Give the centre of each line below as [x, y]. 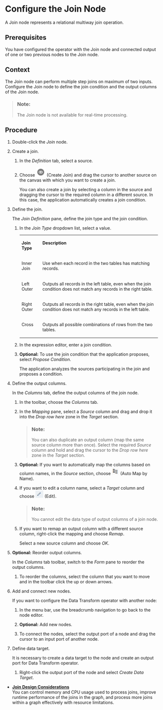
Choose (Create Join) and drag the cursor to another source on [88, 175]
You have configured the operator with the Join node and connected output [81, 49]
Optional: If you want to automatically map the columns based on [85, 464]
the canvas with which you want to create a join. [67, 180]
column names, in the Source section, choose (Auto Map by [83, 473]
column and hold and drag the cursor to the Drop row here [90, 450]
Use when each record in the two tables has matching [96, 264]
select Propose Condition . [45, 359]
